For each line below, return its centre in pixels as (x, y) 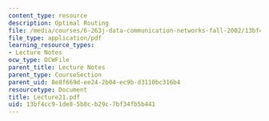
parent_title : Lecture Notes (57, 68)
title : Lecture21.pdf (44, 97)
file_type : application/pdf (55, 38)
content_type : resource (48, 16)
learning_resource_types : (51, 45)
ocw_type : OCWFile (39, 60)
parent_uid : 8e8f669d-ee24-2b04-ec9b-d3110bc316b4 (94, 82)
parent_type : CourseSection (55, 75)
